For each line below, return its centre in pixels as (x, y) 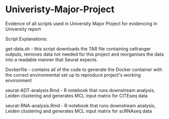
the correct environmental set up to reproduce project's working (73, 75)
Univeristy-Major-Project (60, 9)
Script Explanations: (26, 39)
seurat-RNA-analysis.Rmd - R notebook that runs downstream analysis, (81, 105)
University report (23, 29)
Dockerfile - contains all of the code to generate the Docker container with (84, 69)
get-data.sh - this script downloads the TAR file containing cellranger (78, 49)
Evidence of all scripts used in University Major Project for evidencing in (81, 23)
